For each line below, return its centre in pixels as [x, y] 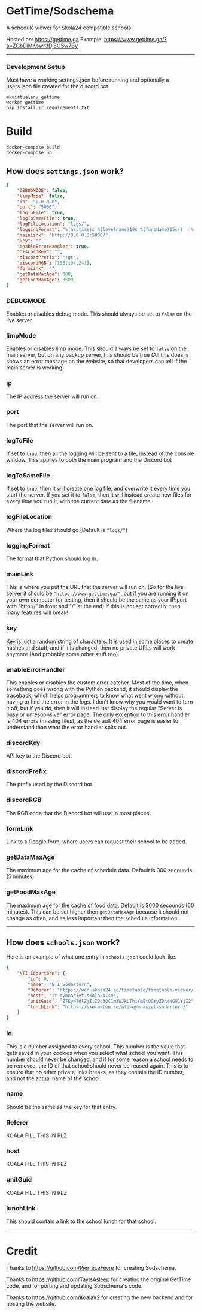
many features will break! [37, 612]
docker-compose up [29, 153]
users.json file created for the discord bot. [58, 86]
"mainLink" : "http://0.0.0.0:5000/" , [64, 235]
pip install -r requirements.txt [48, 108]
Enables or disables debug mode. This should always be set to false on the [99, 314]
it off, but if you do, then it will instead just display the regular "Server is [94, 708]
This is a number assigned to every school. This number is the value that [96, 1046]
